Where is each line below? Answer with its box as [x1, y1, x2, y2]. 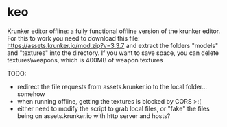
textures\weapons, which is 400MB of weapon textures [7, 56, 163, 64]
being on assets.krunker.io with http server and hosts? [16, 111, 171, 120]
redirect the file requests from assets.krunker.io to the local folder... [16, 82, 208, 91]
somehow [16, 90, 45, 98]
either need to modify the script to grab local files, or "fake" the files [16, 104, 211, 113]
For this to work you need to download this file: [7, 34, 140, 42]
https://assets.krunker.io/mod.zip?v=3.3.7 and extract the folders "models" [7, 41, 218, 49]
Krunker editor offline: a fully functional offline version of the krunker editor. [7, 27, 221, 35]
